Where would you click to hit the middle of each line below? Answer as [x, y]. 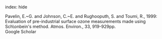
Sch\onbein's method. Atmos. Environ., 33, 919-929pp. [60, 26]
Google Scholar [21, 32]
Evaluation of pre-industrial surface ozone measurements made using [75, 21]
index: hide [16, 7]
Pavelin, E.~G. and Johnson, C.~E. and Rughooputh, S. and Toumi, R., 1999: [81, 16]
